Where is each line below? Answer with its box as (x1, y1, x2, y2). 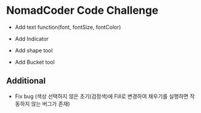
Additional (6, 76, 46, 86)
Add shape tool (14, 46, 53, 54)
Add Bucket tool (14, 58, 55, 66)
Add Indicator (14, 35, 49, 42)
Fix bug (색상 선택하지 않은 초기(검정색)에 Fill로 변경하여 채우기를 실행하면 (14, 93, 189, 100)
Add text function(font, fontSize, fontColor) (14, 23, 121, 31)
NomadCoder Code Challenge (6, 4, 159, 17)
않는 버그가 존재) (31, 100, 70, 107)
